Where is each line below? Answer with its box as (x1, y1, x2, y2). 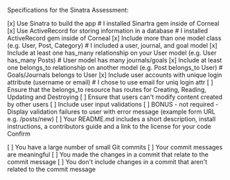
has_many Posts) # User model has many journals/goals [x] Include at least (7, 56, 222, 64)
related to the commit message (7, 165, 96, 173)
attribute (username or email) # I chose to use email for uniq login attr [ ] (7, 78, 213, 86)
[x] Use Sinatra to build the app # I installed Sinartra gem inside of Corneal (7, 19, 220, 27)
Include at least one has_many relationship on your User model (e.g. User (7, 48, 217, 57)
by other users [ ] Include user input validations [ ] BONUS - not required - (7, 100, 219, 108)
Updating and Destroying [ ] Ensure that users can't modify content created (7, 93, 223, 101)
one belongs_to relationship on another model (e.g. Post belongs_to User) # (7, 64, 223, 71)
